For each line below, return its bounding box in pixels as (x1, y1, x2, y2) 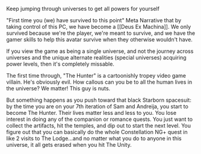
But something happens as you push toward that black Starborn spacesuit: (6, 96, 191, 103)
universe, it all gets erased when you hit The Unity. (6, 141, 132, 148)
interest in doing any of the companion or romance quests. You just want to (6, 115, 193, 123)
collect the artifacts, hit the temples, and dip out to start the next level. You (6, 122, 191, 129)
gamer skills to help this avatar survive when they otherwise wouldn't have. (6, 36, 193, 43)
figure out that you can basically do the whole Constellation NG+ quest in (6, 129, 188, 135)
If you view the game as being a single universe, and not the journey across (6, 48, 194, 55)
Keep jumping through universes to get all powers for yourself (6, 5, 159, 12)
